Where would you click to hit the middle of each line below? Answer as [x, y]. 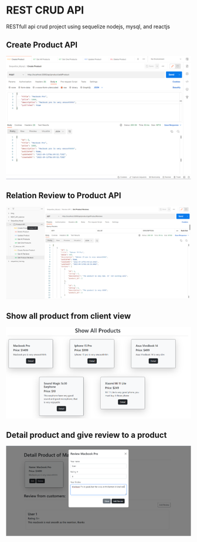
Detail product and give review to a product [86, 435]
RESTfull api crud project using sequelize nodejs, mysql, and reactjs [88, 26]
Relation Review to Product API [64, 195]
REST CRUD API [45, 10]
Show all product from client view [69, 316]
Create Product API [42, 45]
